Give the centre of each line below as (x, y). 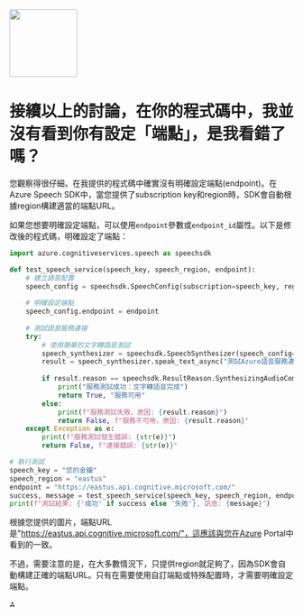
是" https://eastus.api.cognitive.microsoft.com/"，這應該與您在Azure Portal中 (152, 533)
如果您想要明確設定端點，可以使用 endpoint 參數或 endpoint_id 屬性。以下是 (147, 225)
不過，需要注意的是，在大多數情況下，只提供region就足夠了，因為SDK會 (144, 564)
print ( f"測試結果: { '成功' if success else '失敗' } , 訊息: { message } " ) (140, 504)
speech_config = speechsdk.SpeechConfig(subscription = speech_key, (153, 286)
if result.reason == (80, 379)
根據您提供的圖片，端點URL (61, 522)
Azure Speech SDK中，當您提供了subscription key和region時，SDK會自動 (147, 194)
